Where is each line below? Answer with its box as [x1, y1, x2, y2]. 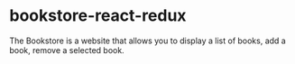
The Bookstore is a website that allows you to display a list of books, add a [9, 35, 286, 46]
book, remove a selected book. [9, 44, 124, 55]
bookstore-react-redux [9, 5, 187, 26]
